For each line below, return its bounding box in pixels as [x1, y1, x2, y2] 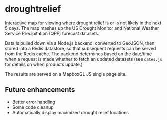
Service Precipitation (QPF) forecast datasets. [5, 30, 100, 36]
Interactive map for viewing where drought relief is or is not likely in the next [5, 20, 162, 26]
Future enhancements [5, 86, 75, 94]
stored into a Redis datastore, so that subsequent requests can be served [5, 45, 156, 51]
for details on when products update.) [5, 61, 83, 67]
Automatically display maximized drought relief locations [12, 109, 129, 115]
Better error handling [12, 99, 56, 105]
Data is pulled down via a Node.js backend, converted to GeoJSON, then [5, 40, 155, 46]
